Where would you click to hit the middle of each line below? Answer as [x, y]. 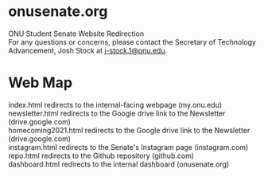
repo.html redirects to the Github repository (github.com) [101, 155]
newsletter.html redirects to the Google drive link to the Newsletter [117, 113]
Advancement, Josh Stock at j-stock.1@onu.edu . [88, 50]
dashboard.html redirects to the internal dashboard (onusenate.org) [119, 164]
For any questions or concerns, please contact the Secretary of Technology [132, 41]
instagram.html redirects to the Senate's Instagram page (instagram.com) [128, 147]
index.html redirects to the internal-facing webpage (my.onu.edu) [115, 104]
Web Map [41, 83]
